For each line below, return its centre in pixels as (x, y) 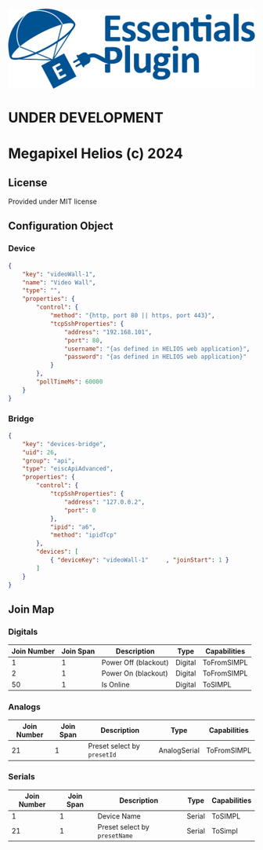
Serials (22, 777)
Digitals (23, 632)
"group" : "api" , (49, 460)
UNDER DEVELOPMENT (86, 118)
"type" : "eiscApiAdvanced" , (68, 469)
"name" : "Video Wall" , (59, 282)
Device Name (119, 816)
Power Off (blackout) (135, 663)
